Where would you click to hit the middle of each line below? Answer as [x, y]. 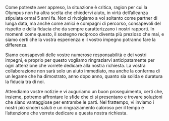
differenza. [16, 45]
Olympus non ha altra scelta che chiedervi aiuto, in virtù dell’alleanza [77, 13]
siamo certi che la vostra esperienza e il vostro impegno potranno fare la [80, 39]
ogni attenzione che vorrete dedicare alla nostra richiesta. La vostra [75, 66]
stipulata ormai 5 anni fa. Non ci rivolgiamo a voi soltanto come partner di [81, 18]
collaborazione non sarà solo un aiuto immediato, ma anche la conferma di [83, 71]
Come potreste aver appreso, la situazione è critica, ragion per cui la [76, 7]
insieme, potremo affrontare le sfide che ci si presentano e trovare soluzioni [84, 97]
